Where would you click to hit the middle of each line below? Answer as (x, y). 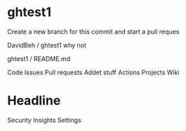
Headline (34, 101)
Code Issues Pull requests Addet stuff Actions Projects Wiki (93, 72)
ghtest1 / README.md (39, 58)
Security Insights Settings (45, 120)
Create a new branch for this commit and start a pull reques (93, 32)
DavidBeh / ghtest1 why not (47, 45)
